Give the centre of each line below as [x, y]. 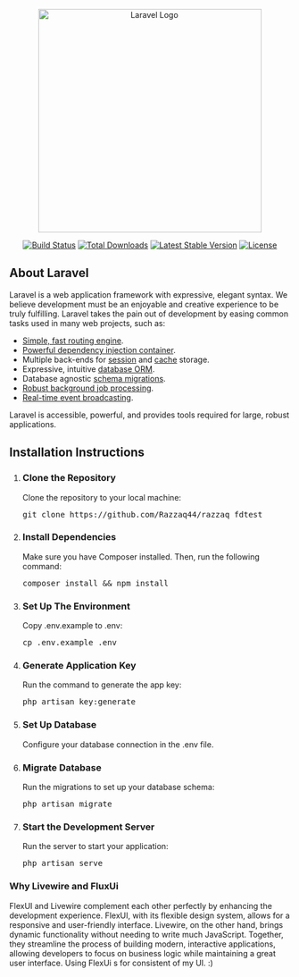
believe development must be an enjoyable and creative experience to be [144, 304]
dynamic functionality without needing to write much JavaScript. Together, [146, 934]
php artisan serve [62, 863]
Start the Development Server [88, 827]
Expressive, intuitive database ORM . [88, 369]
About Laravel [49, 273]
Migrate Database [62, 767]
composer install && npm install [96, 583]
